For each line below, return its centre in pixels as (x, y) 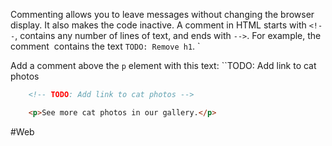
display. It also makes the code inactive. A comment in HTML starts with (158, 25)
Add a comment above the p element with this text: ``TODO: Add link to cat (163, 65)
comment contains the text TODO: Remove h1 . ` (105, 46)
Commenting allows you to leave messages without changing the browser (162, 14)
